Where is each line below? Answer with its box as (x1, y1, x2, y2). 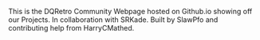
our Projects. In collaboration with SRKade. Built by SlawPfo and (8, 15, 219, 24)
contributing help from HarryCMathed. (8, 24, 135, 32)
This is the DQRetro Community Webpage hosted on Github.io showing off (8, 7, 253, 16)
